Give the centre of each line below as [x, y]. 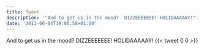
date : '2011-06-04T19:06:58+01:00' [52, 23]
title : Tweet [23, 12]
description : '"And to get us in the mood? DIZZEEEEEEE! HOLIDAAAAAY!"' [103, 18]
